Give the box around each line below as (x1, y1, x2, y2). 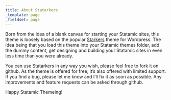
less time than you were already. (5, 53, 74, 59)
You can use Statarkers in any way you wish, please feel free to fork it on (5, 63, 159, 69)
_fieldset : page (5, 17, 40, 22)
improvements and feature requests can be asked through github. (5, 79, 143, 85)
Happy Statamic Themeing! (5, 89, 63, 95)
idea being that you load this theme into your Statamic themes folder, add (5, 42, 160, 48)
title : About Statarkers (5, 7, 58, 13)
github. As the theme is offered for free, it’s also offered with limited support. (5, 68, 166, 74)
